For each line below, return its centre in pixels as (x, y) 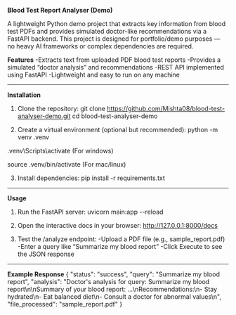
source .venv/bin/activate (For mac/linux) (67, 164)
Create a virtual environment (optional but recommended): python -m (118, 130)
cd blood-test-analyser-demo (115, 116)
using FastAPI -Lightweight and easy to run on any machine (94, 75)
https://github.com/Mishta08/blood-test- (166, 109)
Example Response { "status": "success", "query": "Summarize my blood (113, 274)
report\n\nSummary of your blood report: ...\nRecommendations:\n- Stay (112, 289)
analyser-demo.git (44, 116)
